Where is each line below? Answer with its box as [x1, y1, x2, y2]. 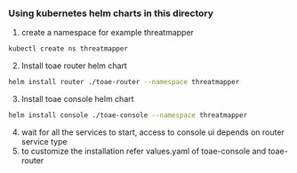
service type [20, 136, 68, 146]
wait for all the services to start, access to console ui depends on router [20, 127, 285, 138]
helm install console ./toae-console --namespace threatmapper [8, 111, 248, 120]
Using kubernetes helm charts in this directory [8, 7, 214, 20]
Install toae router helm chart [20, 60, 128, 71]
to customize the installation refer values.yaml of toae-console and [20, 145, 267, 156]
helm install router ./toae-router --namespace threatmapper [8, 78, 240, 87]
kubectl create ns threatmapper [8, 44, 128, 53]
